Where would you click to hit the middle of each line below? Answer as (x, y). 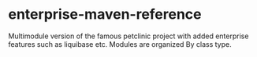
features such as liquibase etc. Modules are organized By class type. (120, 44)
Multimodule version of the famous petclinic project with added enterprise (128, 36)
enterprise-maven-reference (105, 14)
